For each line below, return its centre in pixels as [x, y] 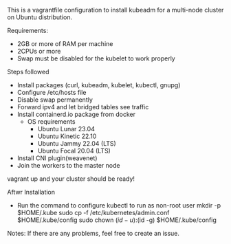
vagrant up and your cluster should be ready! [71, 179]
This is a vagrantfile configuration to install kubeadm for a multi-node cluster [115, 10]
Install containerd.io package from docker [76, 114]
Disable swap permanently [55, 100]
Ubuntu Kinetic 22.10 [67, 136]
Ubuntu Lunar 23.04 [66, 129]
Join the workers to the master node [68, 165]
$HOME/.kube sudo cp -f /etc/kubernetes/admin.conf [93, 213]
